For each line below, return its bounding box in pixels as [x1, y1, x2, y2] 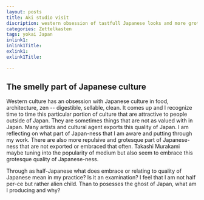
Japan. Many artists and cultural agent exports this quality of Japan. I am [6, 124, 189, 131]
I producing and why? [6, 187, 61, 194]
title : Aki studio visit [6, 15, 69, 21]
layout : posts [6, 8, 42, 15]
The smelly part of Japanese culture [6, 82, 147, 92]
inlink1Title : [6, 43, 42, 49]
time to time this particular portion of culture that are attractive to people [6, 110, 188, 118]
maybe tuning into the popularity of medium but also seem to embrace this [6, 149, 193, 156]
